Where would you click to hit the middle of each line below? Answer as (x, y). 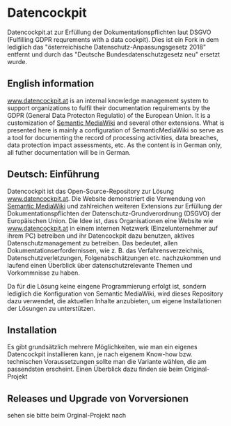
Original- (197, 369)
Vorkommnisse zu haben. (43, 273)
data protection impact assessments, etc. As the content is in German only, (115, 145)
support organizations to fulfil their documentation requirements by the (109, 108)
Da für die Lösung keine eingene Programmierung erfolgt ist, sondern (107, 286)
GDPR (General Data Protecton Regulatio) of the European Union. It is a (109, 115)
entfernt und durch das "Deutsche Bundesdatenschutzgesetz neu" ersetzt (114, 54)
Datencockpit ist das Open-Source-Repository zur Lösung (90, 191)
